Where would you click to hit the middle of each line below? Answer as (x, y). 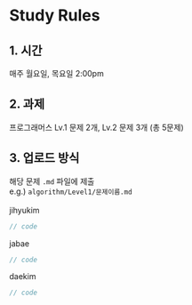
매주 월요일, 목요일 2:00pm (56, 73)
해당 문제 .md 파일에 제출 (52, 181)
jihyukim (24, 210)
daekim (23, 277)
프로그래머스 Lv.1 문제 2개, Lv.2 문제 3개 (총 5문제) (96, 127)
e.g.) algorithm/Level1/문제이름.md (71, 191)
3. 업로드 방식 (44, 158)
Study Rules (55, 16)
